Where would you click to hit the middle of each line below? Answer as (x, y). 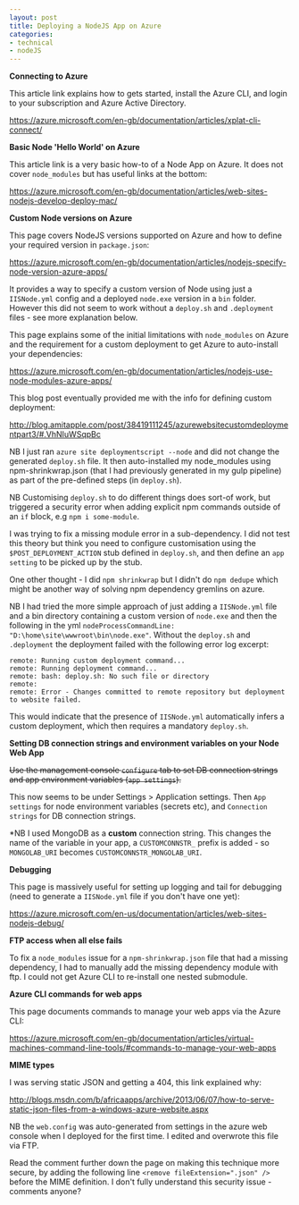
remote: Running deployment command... (83, 669)
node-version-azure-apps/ (58, 272)
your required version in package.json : (79, 245)
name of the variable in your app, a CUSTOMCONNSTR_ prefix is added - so (139, 843)
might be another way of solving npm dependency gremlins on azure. (137, 589)
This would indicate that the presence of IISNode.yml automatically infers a (147, 717)
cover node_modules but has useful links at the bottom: (108, 174)
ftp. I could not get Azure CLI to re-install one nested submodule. (129, 977)
